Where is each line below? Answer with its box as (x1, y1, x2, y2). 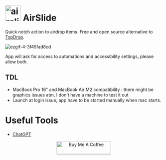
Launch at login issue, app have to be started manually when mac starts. (12, 97, 162, 103)
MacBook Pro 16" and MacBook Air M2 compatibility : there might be (12, 86, 154, 92)
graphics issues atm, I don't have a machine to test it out (12, 91, 129, 97)
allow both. (5, 58, 28, 64)
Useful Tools (5, 114, 58, 126)
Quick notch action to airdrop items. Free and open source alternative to (5, 28, 153, 34)
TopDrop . (5, 34, 25, 40)
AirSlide (22, 12, 57, 23)
